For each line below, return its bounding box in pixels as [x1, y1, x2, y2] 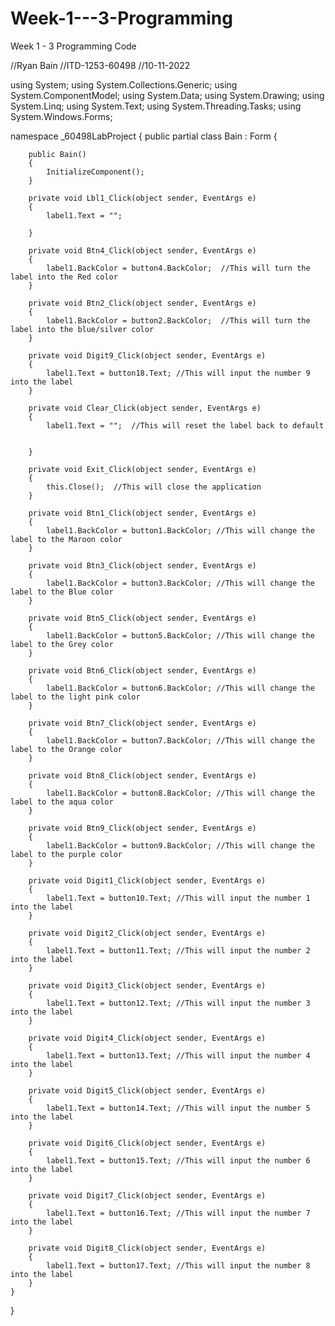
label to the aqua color [10, 797, 114, 807]
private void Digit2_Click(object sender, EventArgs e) [28, 928, 267, 938]
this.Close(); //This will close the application [46, 482, 262, 492]
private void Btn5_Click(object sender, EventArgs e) [28, 613, 257, 623]
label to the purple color [10, 849, 123, 859]
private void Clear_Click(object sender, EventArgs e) [28, 403, 262, 413]
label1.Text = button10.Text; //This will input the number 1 [46, 893, 311, 903]
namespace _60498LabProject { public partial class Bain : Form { [10, 130, 278, 142]
